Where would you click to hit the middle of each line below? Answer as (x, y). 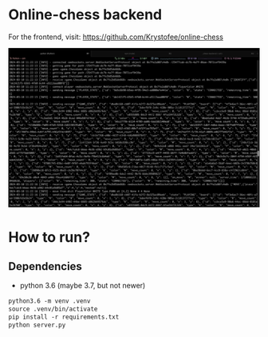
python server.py (37, 325)
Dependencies (45, 266)
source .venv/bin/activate (53, 309)
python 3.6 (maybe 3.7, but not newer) (83, 286)
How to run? (49, 237)
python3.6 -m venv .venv (49, 301)
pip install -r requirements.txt (64, 317)
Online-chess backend (85, 15)
